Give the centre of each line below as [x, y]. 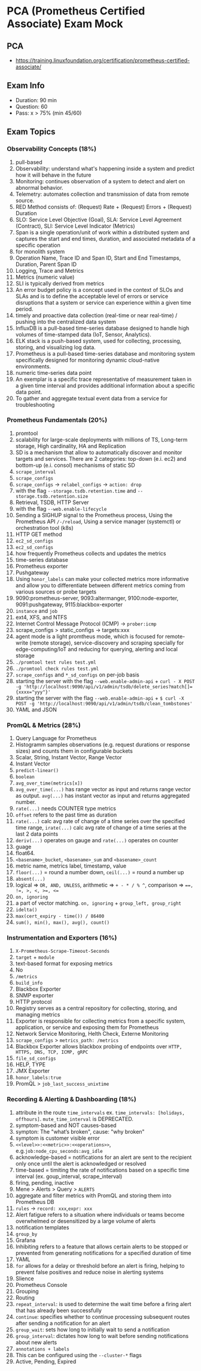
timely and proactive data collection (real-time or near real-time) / [96, 315]
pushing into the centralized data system [66, 321]
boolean [25, 777]
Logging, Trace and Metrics [50, 270]
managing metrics [38, 1015]
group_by [26, 1234]
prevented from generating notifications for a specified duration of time [103, 1253]
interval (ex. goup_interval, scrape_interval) [69, 1176]
